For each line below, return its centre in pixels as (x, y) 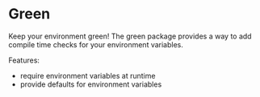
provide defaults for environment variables (91, 84)
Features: (24, 60)
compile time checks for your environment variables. (96, 44)
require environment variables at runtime (88, 75)
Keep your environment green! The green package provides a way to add (130, 36)
